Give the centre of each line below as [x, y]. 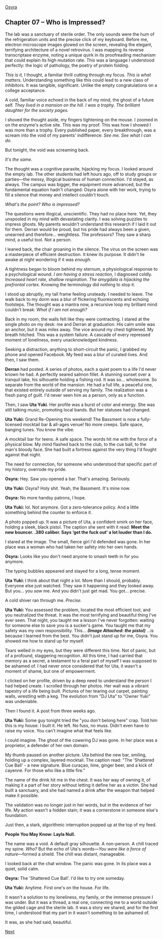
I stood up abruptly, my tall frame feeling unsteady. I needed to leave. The [79, 294]
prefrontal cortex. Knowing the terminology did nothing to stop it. [70, 284]
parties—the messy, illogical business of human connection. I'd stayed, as [79, 179]
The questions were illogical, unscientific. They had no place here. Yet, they [81, 213]
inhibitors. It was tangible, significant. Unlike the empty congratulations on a [81, 85]
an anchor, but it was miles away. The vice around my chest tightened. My [80, 329]
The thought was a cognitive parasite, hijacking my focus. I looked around [79, 169]
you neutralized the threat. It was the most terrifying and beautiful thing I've [81, 615]
